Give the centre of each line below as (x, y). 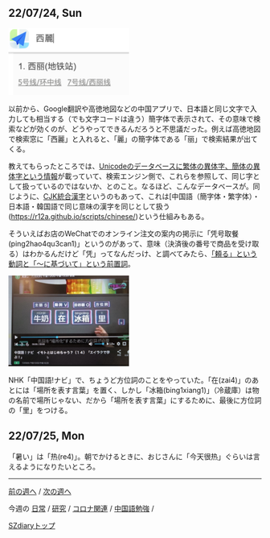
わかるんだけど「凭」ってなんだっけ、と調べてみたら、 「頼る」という (143, 254)
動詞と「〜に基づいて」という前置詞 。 (72, 263)
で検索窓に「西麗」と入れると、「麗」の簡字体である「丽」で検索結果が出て (133, 139)
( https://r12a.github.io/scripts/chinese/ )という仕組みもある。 (108, 216)
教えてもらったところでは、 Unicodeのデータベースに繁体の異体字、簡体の (131, 166)
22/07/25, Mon (47, 436)
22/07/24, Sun (45, 13)
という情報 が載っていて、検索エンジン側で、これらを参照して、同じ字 (137, 176)
